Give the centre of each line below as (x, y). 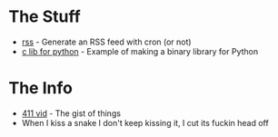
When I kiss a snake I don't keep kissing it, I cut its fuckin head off (145, 122)
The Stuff (45, 17)
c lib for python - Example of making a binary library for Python (140, 51)
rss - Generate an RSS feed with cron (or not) (106, 42)
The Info (41, 88)
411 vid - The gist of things (71, 113)
